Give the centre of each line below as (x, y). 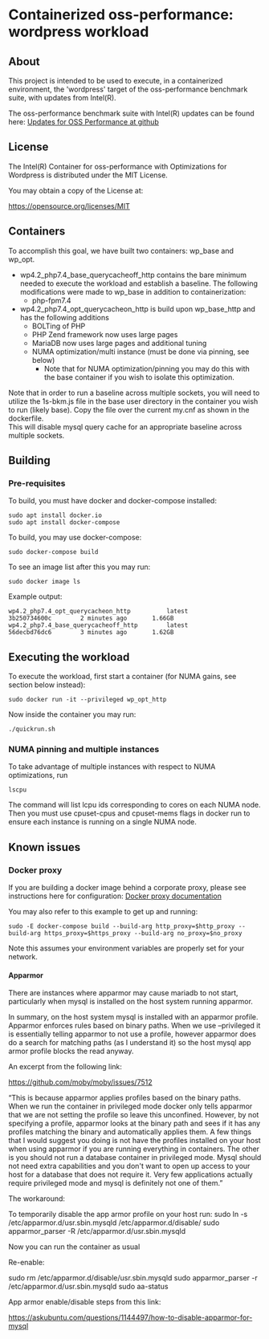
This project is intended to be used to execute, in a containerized (116, 81)
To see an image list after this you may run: (79, 567)
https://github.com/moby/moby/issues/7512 (80, 1082)
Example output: (35, 596)
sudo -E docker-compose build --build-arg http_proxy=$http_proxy (122, 926)
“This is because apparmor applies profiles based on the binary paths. (124, 1098)
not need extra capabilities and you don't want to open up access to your (129, 1166)
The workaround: (37, 1199)
